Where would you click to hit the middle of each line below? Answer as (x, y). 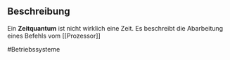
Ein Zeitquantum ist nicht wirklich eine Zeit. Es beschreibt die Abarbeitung (115, 28)
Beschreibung (39, 12)
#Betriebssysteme (34, 49)
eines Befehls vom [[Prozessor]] (54, 36)
